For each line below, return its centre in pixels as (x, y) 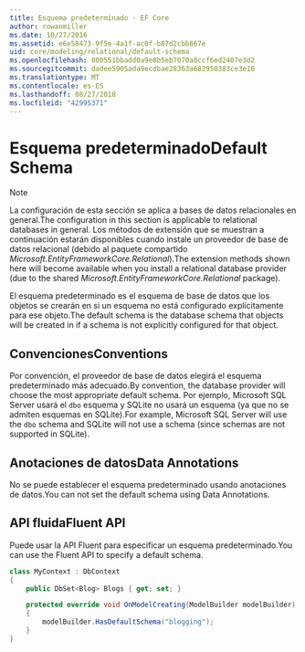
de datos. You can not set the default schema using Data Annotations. (140, 494)
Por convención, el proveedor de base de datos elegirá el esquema (136, 376)
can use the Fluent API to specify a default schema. (106, 554)
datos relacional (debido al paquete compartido (99, 249)
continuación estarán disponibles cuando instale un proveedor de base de (149, 239)
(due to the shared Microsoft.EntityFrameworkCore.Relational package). (145, 279)
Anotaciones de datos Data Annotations (124, 463)
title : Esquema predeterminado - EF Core (89, 18)
